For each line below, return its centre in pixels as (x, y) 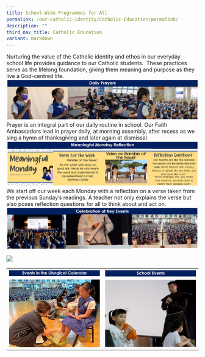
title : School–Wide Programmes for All (57, 13)
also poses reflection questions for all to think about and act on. (86, 203)
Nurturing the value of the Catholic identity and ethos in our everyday (94, 57)
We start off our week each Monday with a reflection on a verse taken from (101, 191)
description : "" (27, 26)
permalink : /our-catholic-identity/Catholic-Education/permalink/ (92, 19)
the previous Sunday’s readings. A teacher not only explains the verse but (99, 197)
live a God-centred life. (35, 76)
